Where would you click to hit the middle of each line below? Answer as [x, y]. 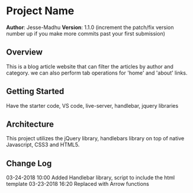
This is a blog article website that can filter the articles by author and [90, 66]
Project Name [40, 11]
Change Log [29, 163]
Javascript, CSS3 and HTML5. [43, 145]
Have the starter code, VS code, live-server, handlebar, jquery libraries [92, 105]
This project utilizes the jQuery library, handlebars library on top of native [95, 139]
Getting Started [35, 91]
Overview [25, 52]
